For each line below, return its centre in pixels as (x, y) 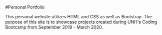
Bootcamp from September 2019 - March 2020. (54, 27)
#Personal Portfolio (25, 7)
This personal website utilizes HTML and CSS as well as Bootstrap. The (79, 17)
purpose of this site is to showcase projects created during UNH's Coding (81, 22)
